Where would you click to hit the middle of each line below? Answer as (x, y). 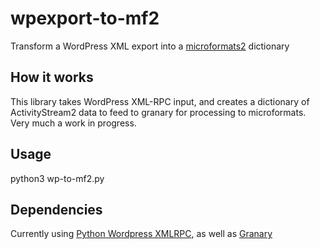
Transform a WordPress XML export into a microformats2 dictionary (150, 46)
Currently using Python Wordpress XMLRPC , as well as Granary (141, 234)
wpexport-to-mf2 (85, 18)
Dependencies (56, 209)
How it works (52, 77)
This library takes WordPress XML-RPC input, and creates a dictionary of (160, 101)
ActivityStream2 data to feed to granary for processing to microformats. (158, 112)
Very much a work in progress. (73, 123)
